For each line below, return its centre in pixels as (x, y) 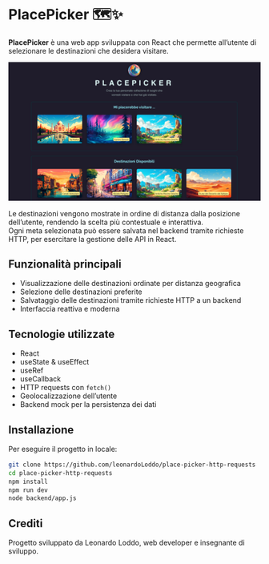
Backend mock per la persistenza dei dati (88, 405)
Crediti (26, 524)
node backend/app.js (43, 498)
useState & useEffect (54, 362)
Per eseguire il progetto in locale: (63, 449)
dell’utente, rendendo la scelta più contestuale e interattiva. (106, 222)
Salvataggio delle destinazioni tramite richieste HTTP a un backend (130, 300)
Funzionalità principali (65, 264)
